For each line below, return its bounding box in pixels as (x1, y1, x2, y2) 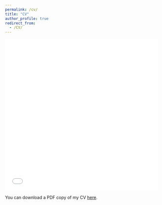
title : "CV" (5, 12, 29, 17)
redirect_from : (5, 20, 36, 26)
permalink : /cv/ (5, 7, 38, 12)
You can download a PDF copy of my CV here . (5, 195, 98, 201)
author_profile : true (5, 16, 49, 21)
